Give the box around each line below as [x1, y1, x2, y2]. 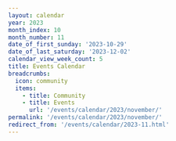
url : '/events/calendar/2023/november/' [28, 107, 163, 114]
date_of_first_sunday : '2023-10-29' [8, 41, 128, 49]
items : [15, 84, 37, 92]
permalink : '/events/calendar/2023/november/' [8, 114, 163, 121]
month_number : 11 [8, 33, 65, 42]
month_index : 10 [8, 26, 61, 34]
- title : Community [22, 92, 86, 99]
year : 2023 [8, 19, 44, 27]
